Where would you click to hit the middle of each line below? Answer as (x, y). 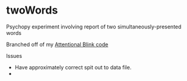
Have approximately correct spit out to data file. (73, 67)
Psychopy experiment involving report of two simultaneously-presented (94, 27)
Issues (14, 56)
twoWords (32, 10)
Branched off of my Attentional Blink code (57, 44)
